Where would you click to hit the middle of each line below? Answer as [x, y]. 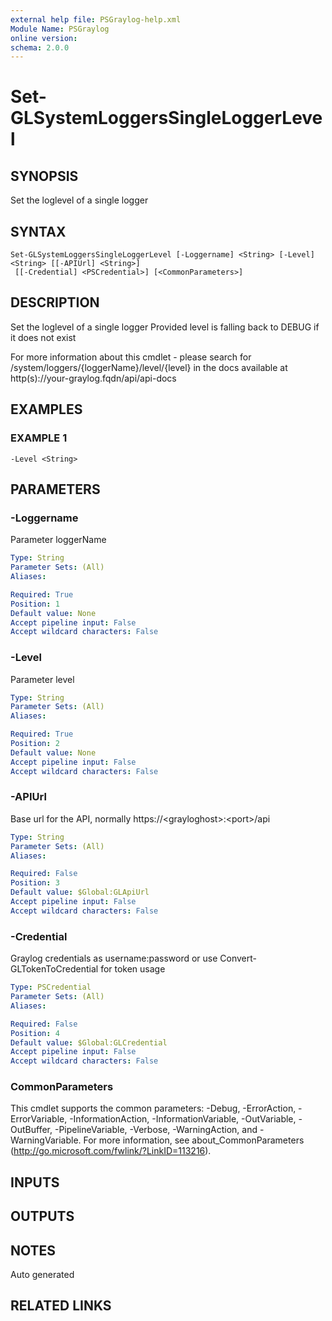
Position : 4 [35, 1033]
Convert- [238, 958]
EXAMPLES [46, 409]
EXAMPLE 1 [39, 438]
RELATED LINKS [61, 1306]
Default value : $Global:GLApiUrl [80, 892]
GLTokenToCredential [54, 969]
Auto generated [42, 1275]
